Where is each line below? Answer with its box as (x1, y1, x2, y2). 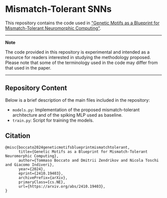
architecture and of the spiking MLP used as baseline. (12, 112, 123, 118)
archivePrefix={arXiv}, (18, 175, 68, 180)
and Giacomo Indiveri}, (5, 162, 55, 167)
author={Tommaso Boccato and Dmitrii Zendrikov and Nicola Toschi (18, 158, 159, 163)
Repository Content (5, 84, 67, 92)
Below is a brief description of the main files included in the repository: (5, 97, 150, 103)
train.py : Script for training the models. (12, 117, 94, 123)
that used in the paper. (5, 65, 51, 70)
